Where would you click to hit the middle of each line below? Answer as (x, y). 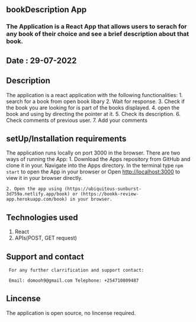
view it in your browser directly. (44, 178)
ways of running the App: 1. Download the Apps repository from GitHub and (98, 159)
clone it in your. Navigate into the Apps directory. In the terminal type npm (95, 166)
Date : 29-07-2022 (41, 61)
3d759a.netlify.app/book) (38, 194)
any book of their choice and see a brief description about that (98, 34)
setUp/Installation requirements (66, 139)
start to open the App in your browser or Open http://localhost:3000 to (93, 172)
